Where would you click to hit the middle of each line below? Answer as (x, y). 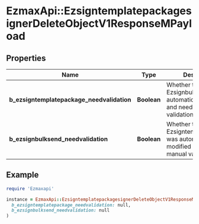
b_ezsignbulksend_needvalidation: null (61, 210)
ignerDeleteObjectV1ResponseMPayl (99, 23)
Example (23, 175)
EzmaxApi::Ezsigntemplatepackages (99, 11)
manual (177, 154)
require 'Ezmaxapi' (30, 188)
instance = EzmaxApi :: (34, 199)
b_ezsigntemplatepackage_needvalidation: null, (71, 205)
